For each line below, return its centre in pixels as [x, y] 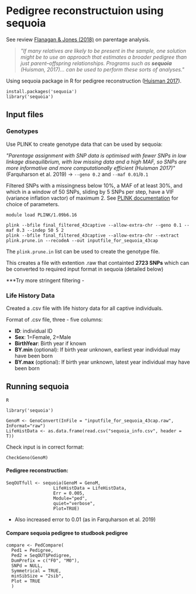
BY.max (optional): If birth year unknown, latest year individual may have [102, 362]
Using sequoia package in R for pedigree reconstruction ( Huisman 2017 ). [94, 81]
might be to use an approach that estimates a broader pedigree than [104, 57]
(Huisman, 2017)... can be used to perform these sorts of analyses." [102, 69]
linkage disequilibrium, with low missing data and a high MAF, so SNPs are [96, 162]
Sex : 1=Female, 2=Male [43, 337]
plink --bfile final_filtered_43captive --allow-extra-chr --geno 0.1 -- [98, 225]
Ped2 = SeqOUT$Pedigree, [42, 556]
